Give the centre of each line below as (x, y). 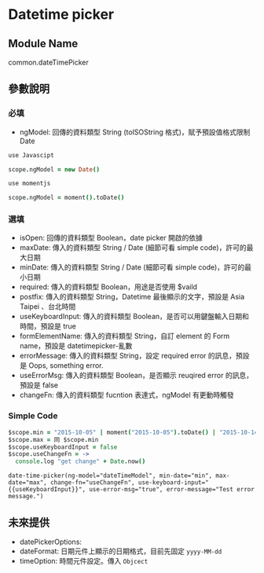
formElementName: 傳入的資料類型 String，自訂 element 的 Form (125, 336)
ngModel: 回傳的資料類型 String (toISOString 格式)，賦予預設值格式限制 (135, 132)
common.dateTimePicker (48, 62)
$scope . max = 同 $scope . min (53, 439)
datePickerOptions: (51, 542)
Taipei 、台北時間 (48, 307)
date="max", (27, 483)
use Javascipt (31, 155)
